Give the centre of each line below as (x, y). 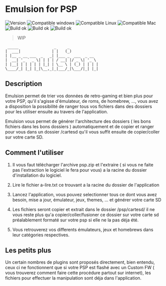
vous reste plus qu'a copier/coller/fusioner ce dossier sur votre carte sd (85, 214)
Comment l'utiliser (34, 153)
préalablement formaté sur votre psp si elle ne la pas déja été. (75, 220)
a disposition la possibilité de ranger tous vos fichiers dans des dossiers (79, 106)
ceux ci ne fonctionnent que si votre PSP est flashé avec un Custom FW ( (80, 268)
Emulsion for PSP (41, 9)
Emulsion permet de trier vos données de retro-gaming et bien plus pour (79, 96)
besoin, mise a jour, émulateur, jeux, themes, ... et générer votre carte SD (87, 200)
